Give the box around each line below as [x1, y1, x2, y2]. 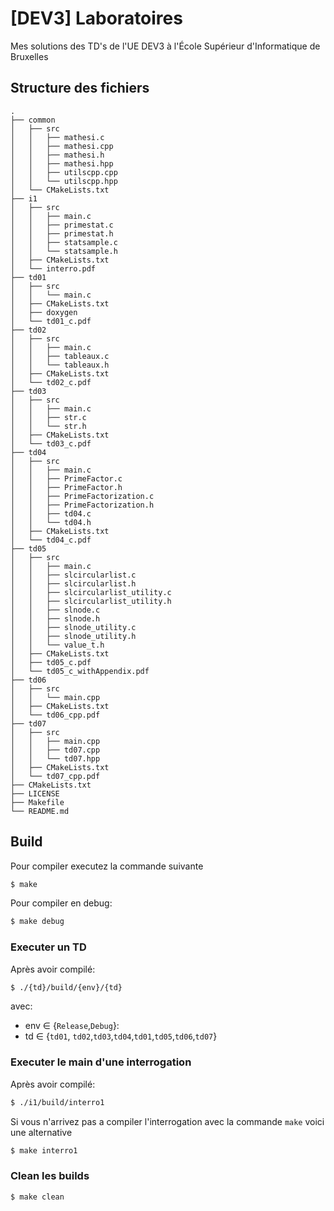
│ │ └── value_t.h [10, 640, 105, 650]
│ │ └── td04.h [10, 517, 92, 527]
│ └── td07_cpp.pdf [10, 771, 101, 781]
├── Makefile [10, 797, 65, 807]
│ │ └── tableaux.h [10, 360, 110, 370]
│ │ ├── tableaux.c [10, 351, 110, 361]
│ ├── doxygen [10, 307, 78, 317]
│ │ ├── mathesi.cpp [10, 141, 114, 151]
